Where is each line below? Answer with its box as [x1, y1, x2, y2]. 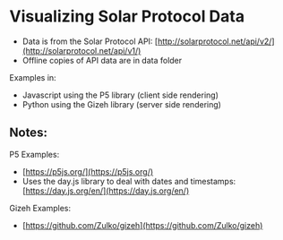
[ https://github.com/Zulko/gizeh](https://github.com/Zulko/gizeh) [21, 219, 263, 230]
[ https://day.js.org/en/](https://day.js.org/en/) [21, 185, 190, 196]
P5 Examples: [9, 149, 60, 159]
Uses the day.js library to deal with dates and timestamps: [21, 176, 236, 186]
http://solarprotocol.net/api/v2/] [157, 36, 275, 47]
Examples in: [9, 72, 56, 82]
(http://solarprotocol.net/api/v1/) [21, 45, 141, 56]
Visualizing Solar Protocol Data [9, 6, 244, 27]
